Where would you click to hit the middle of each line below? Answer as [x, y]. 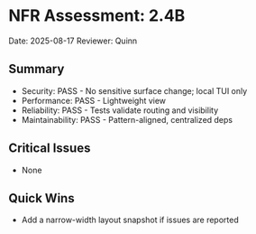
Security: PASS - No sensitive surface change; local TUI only [134, 90]
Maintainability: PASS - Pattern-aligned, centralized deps [127, 119]
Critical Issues [50, 149]
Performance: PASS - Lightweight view [94, 100]
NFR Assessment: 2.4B [97, 16]
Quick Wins [41, 198]
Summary [37, 69]
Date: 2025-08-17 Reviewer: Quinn [73, 41]
